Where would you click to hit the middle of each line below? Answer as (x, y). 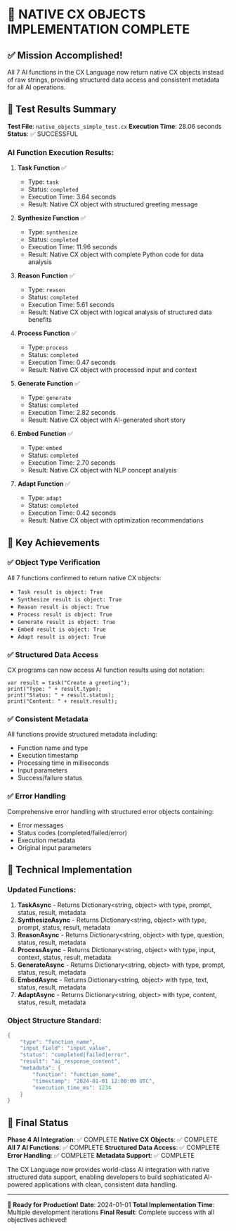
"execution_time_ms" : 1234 (72, 1087)
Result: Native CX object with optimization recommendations (116, 520)
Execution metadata (46, 840)
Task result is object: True (60, 592)
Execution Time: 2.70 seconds (72, 463)
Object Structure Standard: (54, 1020)
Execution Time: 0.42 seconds (72, 513)
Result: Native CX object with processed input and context (112, 370)
